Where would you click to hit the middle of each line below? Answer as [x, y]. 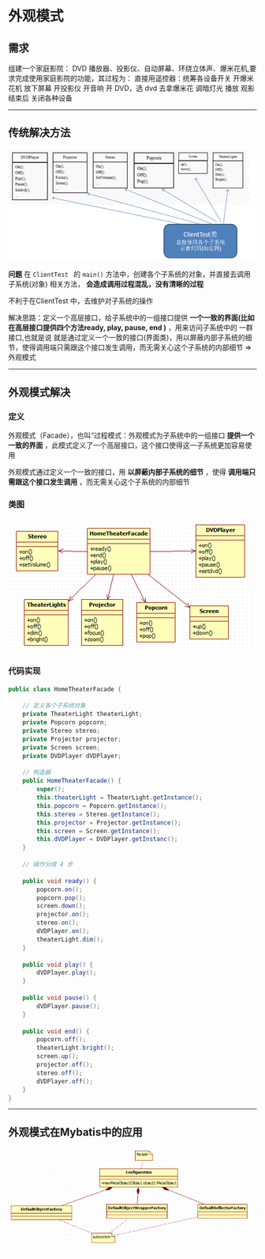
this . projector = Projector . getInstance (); [109, 823]
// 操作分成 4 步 [48, 865]
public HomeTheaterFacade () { [72, 781]
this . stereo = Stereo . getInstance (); [98, 814]
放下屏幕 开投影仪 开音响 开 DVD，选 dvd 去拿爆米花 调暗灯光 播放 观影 [139, 88]
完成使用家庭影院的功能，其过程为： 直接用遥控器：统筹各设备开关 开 [127, 78]
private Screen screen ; [62, 747]
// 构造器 [37, 772]
